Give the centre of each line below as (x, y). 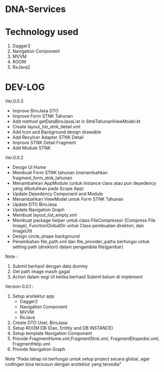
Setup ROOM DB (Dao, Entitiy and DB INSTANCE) (63, 328)
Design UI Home (29, 167)
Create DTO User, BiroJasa (40, 323)
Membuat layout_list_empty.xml (44, 215)
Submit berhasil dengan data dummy (50, 266)
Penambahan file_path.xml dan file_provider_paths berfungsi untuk (81, 242)
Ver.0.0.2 (14, 158)
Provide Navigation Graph (39, 349)
